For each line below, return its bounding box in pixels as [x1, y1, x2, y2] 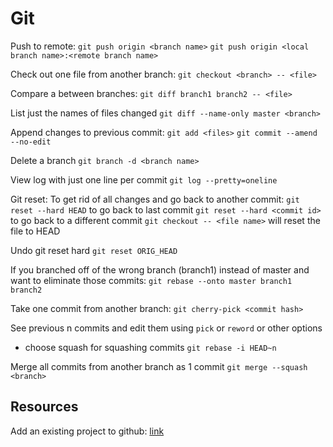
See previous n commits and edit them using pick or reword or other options [10, 322, 323, 334]
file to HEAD [10, 225, 61, 237]
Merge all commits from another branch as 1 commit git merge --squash [10, 360, 308, 372]
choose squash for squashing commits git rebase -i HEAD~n [24, 341, 277, 353]
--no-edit [10, 137, 52, 147]
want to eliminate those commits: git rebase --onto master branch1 [10, 274, 293, 286]
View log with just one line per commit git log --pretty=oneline [10, 173, 278, 186]
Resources [10, 398, 79, 416]
